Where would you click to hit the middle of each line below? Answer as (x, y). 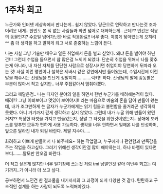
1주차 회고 (24, 10)
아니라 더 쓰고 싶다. (42, 170)
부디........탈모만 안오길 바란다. (33, 153)
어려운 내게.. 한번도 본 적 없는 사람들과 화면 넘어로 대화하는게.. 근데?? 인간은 (77, 30)
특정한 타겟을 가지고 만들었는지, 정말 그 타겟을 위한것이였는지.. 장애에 (84, 118)
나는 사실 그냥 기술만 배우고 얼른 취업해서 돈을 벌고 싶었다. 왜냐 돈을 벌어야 (76, 53)
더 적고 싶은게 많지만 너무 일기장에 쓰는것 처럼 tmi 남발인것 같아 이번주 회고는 (78, 164)
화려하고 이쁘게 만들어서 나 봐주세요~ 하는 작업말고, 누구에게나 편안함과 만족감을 (81, 141)
